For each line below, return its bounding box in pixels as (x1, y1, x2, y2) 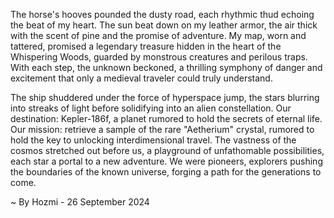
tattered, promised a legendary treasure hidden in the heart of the (10, 40, 282, 52)
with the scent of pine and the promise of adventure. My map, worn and (10, 30, 307, 41)
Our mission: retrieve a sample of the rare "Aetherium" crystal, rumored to (10, 124, 315, 135)
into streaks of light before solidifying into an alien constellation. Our (10, 102, 292, 114)
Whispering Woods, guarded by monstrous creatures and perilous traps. (10, 51, 308, 63)
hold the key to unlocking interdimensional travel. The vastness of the (10, 134, 297, 146)
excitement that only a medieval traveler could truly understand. (10, 72, 273, 84)
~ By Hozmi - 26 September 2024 (10, 196, 150, 208)
